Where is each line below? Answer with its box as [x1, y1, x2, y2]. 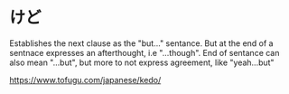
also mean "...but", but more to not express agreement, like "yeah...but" [9, 57, 275, 68]
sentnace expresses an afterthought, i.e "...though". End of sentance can [9, 47, 280, 58]
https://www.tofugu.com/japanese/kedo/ [9, 74, 162, 85]
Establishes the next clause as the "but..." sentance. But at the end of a [9, 37, 274, 49]
